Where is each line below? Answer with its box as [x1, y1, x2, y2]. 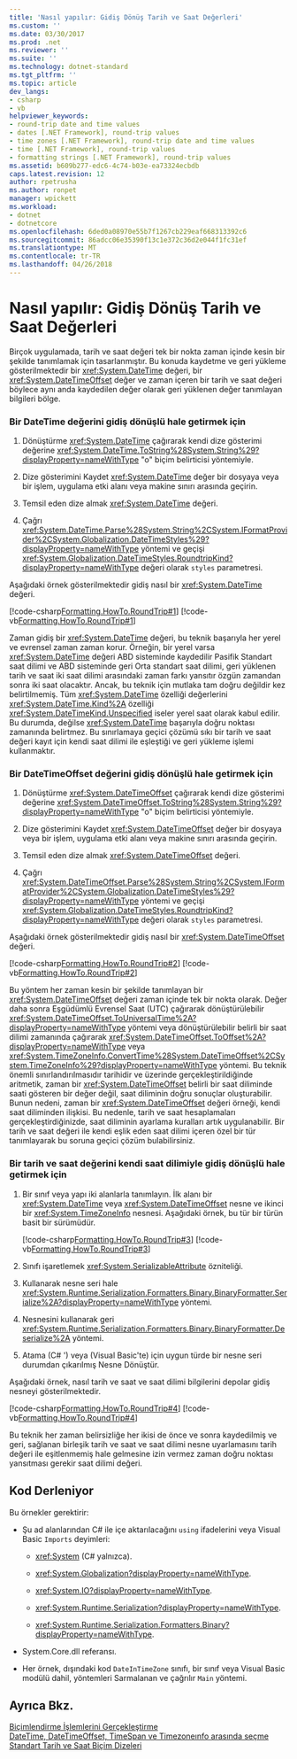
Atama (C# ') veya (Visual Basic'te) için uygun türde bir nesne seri [21, 1350, 263, 1360]
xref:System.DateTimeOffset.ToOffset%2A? [109, 1032, 267, 1042]
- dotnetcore [9, 219, 57, 228]
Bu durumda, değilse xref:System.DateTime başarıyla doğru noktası [9, 717, 255, 728]
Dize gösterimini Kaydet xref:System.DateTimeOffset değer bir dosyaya [21, 824, 283, 834]
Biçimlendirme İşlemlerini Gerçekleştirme [9, 1722, 159, 1732]
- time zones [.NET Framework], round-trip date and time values [9, 136, 255, 145]
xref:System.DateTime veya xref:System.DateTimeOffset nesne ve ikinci [21, 1197, 285, 1209]
